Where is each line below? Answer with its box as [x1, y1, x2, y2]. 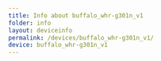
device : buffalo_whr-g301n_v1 [8, 41, 109, 49]
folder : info [8, 19, 52, 27]
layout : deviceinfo [8, 26, 73, 34]
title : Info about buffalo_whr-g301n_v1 [8, 11, 144, 20]
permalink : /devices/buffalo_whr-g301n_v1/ [8, 33, 155, 42]
